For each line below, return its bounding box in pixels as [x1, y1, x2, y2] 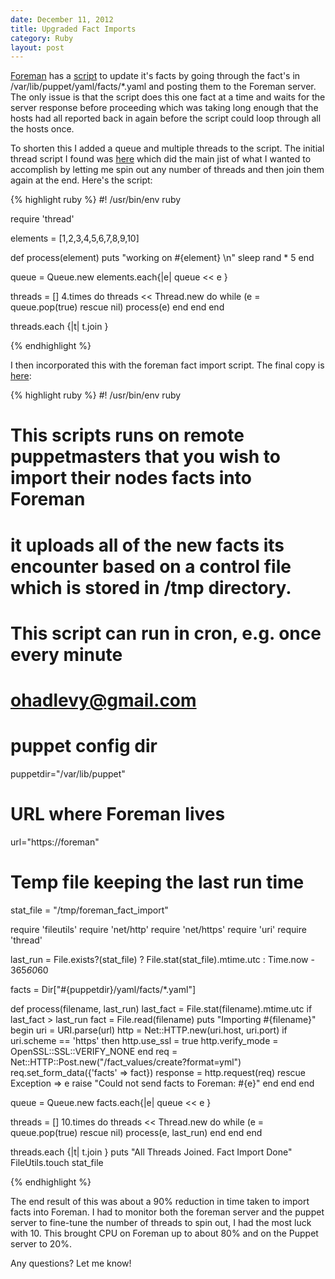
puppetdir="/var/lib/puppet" [10, 767, 126, 780]
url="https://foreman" [10, 836, 100, 848]
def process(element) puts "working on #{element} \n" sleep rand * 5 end [10, 252, 315, 264]
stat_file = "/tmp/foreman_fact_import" [10, 904, 169, 916]
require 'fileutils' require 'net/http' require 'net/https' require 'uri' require [10, 923, 307, 935]
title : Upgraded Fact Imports [10, 24, 137, 34]
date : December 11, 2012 [10, 14, 114, 25]
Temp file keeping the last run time [10, 871, 305, 894]
